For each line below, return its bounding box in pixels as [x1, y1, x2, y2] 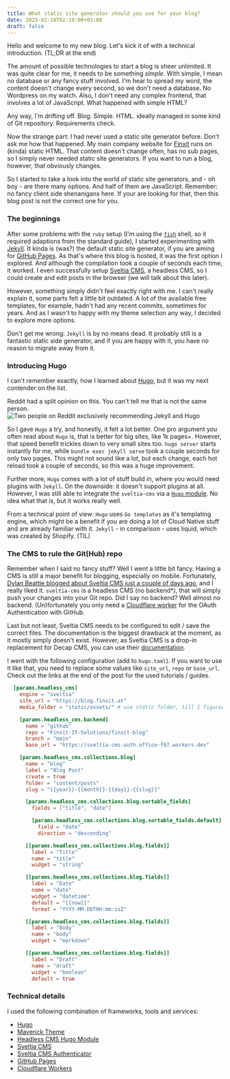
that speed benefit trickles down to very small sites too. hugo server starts [7, 439, 217, 448]
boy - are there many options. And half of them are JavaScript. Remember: [7, 183, 218, 191]
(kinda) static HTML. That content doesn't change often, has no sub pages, [7, 147, 219, 155]
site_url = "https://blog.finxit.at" [19, 697, 127, 704]
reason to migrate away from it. [7, 344, 96, 352]
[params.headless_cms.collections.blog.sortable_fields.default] [31, 817, 222, 824]
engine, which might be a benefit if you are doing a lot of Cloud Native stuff [7, 517, 220, 525]
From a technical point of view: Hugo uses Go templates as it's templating [7, 509, 212, 518]
